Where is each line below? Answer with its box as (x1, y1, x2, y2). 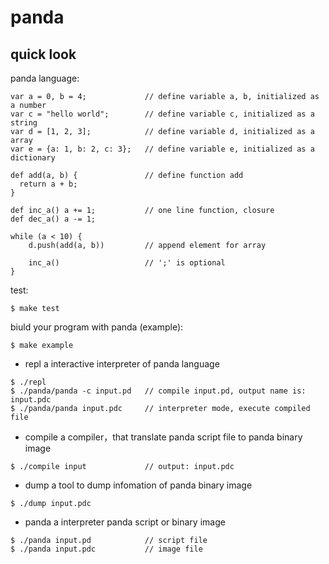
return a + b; (19, 179, 78, 189)
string (10, 118, 38, 128)
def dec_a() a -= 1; (10, 214, 97, 224)
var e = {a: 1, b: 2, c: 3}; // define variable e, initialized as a (10, 144, 315, 154)
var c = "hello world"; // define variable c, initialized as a (10, 109, 315, 119)
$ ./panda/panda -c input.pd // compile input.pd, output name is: (10, 386, 307, 396)
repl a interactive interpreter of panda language (24, 358, 220, 370)
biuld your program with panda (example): (10, 321, 184, 333)
